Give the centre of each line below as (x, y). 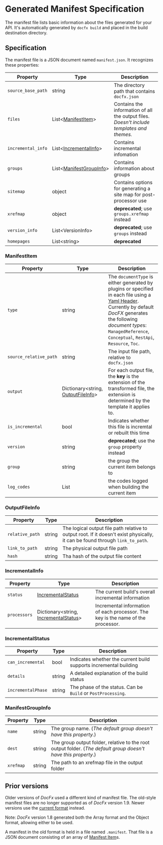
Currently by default (131, 307)
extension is (122, 395)
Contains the (128, 104)
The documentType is (131, 277)
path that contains (134, 91)
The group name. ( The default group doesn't (102, 729)
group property (125, 447)
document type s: (128, 325)
